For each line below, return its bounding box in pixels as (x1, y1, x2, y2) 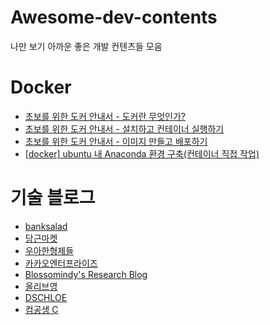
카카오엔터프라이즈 (24, 257, 98, 269)
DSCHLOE (24, 291, 68, 303)
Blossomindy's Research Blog (24, 268, 148, 280)
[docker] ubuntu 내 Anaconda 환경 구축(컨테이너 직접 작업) (24, 147, 260, 160)
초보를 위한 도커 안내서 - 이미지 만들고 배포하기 (24, 135, 208, 147)
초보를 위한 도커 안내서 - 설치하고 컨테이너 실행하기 (24, 122, 225, 135)
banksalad (24, 220, 68, 232)
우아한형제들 (24, 244, 75, 256)
